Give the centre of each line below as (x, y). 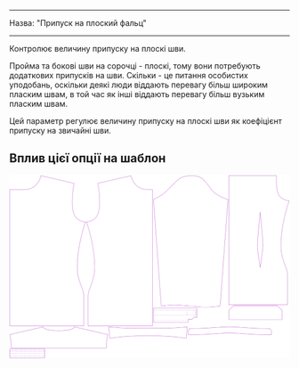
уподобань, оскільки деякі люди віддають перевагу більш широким (139, 85)
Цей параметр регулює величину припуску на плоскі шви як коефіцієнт (145, 121)
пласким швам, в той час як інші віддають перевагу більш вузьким (137, 94)
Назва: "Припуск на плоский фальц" (78, 23)
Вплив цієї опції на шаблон (88, 158)
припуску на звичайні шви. (60, 131)
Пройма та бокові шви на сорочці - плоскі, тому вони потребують (135, 66)
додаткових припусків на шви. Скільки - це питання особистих (129, 75)
